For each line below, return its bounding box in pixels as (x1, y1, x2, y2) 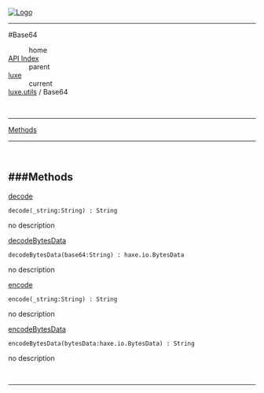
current (28, 79, 53, 88)
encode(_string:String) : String (8, 295, 118, 303)
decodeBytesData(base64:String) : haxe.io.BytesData (8, 250, 185, 259)
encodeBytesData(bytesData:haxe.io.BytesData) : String (8, 339, 195, 347)
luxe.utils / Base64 (8, 87, 68, 96)
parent (28, 62, 50, 71)
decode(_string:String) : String (8, 206, 118, 214)
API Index (8, 54, 39, 63)
